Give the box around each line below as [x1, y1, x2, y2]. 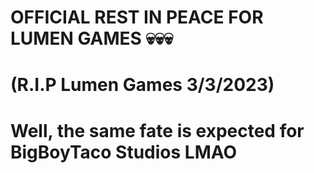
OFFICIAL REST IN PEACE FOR [10, 6, 264, 29]
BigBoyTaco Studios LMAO [10, 141, 238, 163]
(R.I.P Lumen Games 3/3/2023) [10, 74, 275, 96]
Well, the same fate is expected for [10, 119, 305, 142]
